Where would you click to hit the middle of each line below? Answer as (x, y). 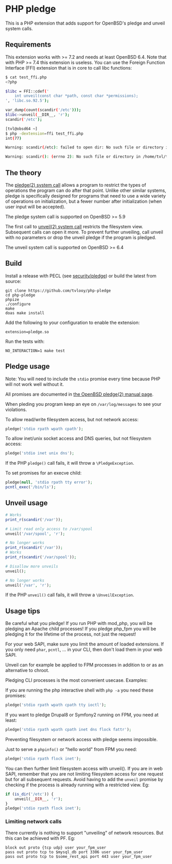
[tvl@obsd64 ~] (21, 128)
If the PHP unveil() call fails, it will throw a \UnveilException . (70, 595)
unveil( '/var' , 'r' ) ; (28, 585)
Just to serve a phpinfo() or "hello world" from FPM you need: (71, 749)
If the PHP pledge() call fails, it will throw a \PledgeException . (70, 463)
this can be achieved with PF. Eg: (40, 838)
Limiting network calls (34, 822)
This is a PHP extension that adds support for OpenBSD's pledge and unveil (85, 23)
